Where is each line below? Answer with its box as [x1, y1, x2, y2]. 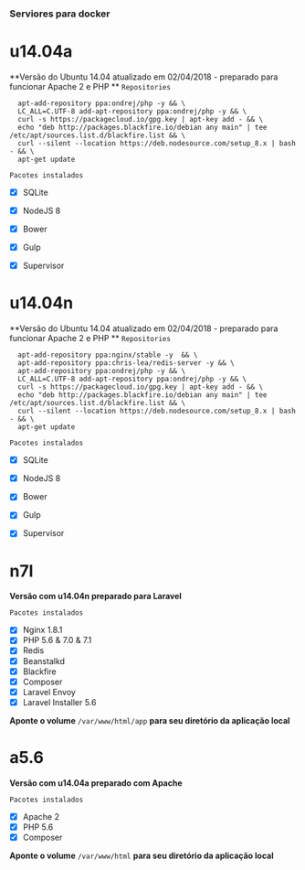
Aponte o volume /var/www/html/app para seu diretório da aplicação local [9, 714, 290, 725]
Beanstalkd [22, 655, 66, 666]
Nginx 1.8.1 [22, 625, 63, 636]
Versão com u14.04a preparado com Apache [9, 777, 183, 789]
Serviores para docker [9, 7, 110, 20]
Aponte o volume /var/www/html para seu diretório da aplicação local [9, 850, 274, 861]
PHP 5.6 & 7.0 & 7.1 [22, 635, 92, 646]
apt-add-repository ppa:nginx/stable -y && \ [17, 350, 198, 360]
